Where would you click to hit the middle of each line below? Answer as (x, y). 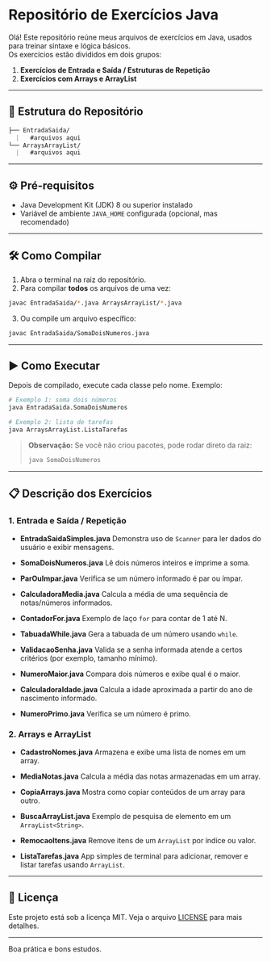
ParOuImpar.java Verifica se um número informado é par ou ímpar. (131, 578)
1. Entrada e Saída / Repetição (67, 521)
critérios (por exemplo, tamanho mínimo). (89, 658)
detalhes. (24, 926)
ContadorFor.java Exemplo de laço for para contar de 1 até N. (123, 618)
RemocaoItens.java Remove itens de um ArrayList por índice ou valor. (138, 840)
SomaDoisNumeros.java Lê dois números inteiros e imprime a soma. (135, 562)
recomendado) (45, 222)
